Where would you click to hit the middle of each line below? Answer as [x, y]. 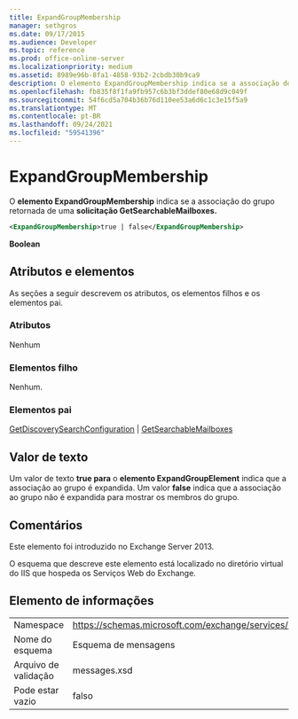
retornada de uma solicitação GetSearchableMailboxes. [113, 210]
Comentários [46, 525]
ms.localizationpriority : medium [71, 67]
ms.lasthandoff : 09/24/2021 [61, 125]
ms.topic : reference [47, 51]
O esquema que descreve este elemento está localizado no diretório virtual [146, 564]
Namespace [39, 624]
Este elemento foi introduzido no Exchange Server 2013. [112, 547]
